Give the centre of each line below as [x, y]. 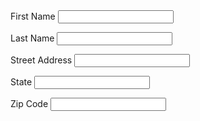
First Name [33, 16]
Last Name [32, 38]
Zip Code [29, 103]
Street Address [41, 60]
